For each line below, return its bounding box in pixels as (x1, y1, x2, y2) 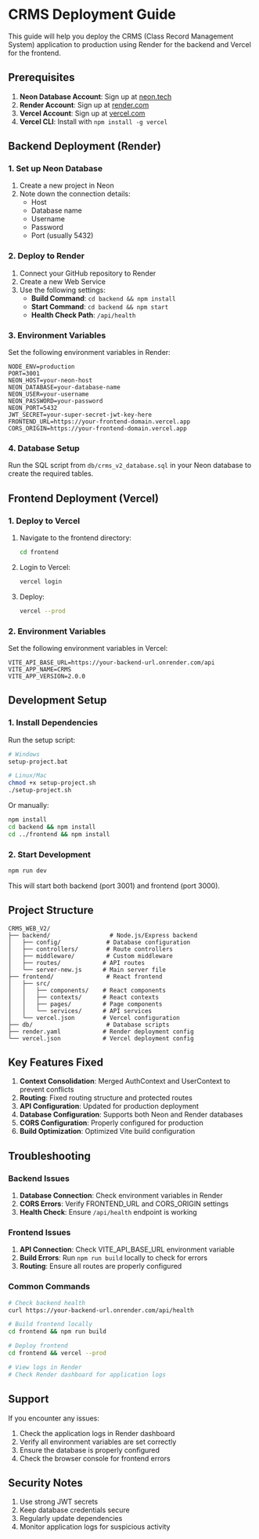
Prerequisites (8, 71, 75, 84)
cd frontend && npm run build (8, 1328, 107, 1336)
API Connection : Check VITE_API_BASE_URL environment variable (19, 1245, 235, 1254)
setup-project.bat (8, 758, 68, 766)
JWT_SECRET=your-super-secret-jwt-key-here (8, 411, 153, 419)
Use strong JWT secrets (19, 1497, 99, 1507)
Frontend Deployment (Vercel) (8, 492, 159, 505)
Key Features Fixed (8, 1056, 104, 1069)
